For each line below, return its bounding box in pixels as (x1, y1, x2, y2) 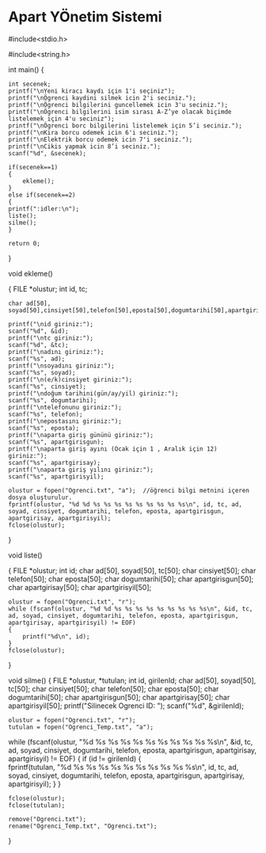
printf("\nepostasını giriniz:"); (8, 417, 123, 425)
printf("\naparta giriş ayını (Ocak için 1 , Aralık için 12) (8, 444, 218, 453)
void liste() (8, 550, 43, 560)
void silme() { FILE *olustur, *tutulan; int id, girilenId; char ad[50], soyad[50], (8, 676, 256, 685)
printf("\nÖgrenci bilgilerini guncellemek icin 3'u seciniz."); (8, 101, 228, 109)
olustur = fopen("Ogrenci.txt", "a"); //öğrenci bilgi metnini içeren (8, 486, 249, 494)
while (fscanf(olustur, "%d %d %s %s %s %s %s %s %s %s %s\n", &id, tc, (8, 604, 253, 613)
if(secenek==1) (8, 163, 59, 171)
